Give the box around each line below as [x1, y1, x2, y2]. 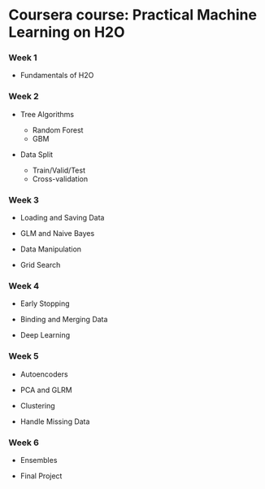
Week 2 [8, 91, 39, 103]
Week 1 [8, 52, 38, 63]
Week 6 [8, 437, 39, 448]
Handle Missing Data [20, 417, 90, 426]
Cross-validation [32, 173, 88, 184]
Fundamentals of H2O [20, 71, 94, 81]
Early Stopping [20, 299, 71, 308]
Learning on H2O [8, 23, 125, 41]
